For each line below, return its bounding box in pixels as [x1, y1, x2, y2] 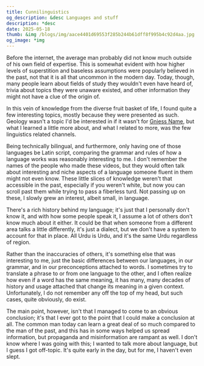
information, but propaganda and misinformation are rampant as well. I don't [6, 334, 198, 340]
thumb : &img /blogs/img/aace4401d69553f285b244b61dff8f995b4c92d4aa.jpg [6, 32, 195, 38]
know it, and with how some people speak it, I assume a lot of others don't [6, 213, 193, 220]
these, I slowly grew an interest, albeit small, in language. [6, 195, 150, 201]
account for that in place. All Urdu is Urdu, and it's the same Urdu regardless [6, 232, 198, 239]
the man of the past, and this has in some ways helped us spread [6, 327, 170, 334]
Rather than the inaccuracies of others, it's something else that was [6, 251, 176, 257]
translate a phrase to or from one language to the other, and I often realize [6, 270, 192, 277]
